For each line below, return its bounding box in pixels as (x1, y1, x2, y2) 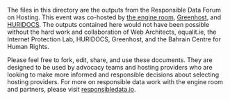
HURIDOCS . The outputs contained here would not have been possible (7, 21, 210, 28)
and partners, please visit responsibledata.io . (7, 86, 137, 93)
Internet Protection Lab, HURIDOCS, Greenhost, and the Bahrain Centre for (7, 35, 221, 43)
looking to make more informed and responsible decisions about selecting (7, 70, 220, 79)
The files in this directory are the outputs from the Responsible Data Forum (7, 6, 221, 14)
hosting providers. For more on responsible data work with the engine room (7, 78, 224, 86)
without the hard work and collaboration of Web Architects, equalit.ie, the (7, 28, 217, 36)
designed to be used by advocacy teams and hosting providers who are (7, 63, 213, 71)
